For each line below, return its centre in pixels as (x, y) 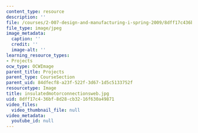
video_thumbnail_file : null (46, 110)
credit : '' (25, 45)
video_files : (22, 104)
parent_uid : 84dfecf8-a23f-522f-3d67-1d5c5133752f (70, 83)
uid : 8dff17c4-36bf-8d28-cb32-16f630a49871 (60, 99)
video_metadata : (26, 115)
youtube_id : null (33, 121)
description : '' (26, 17)
